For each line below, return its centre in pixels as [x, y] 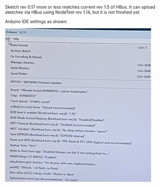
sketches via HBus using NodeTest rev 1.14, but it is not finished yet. [73, 12]
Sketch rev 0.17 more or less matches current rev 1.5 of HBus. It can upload [80, 7]
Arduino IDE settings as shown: [36, 22]
